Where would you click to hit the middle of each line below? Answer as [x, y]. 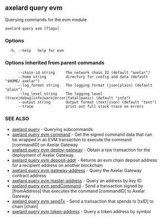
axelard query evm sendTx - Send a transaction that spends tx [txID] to [83, 201]
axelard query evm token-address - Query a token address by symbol [81, 211]
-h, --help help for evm [37, 51]
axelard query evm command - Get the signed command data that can [82, 134]
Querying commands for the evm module [46, 19]
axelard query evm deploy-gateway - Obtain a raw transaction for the [81, 150]
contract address [29, 175]
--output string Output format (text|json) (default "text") [87, 102]
